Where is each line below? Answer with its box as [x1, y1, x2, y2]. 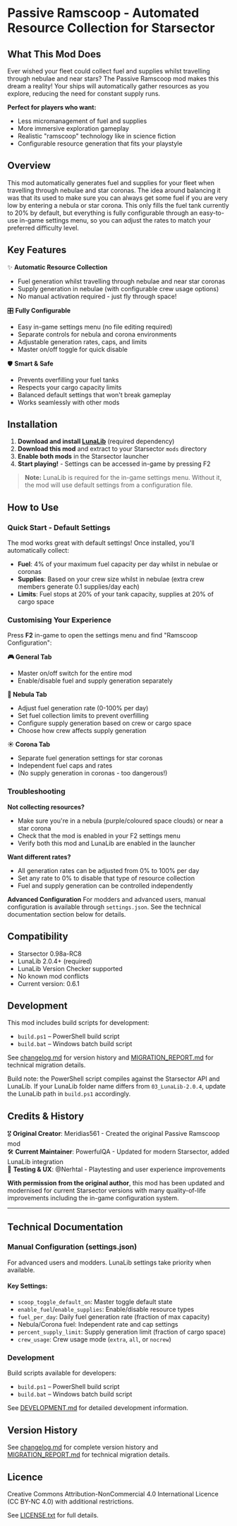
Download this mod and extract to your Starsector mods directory [17, 445, 207, 453]
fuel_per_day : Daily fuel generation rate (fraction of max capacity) [17, 1313, 210, 1321]
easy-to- [199, 209, 224, 217]
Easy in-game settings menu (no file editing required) [17, 322, 173, 331]
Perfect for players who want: [7, 103, 97, 111]
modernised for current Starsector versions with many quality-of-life [7, 1186, 206, 1195]
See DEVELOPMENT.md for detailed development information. [7, 1404, 188, 1412]
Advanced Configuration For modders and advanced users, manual [7, 895, 206, 903]
